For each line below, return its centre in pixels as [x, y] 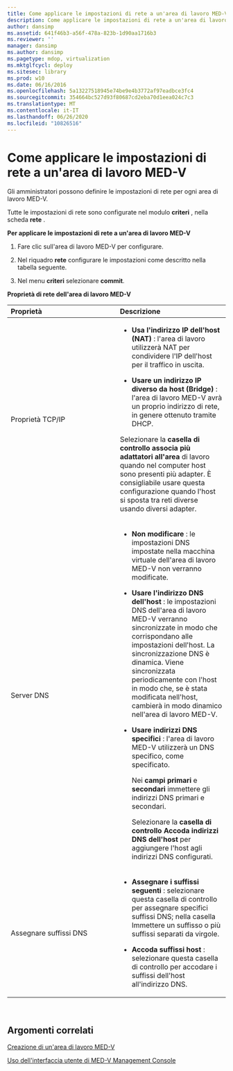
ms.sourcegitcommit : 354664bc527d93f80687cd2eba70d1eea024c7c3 [101, 98]
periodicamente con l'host [174, 680]
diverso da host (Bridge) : [174, 389]
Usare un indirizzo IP [166, 380]
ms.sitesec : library [37, 71]
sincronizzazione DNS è [171, 654]
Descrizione [140, 312]
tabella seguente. [42, 267]
